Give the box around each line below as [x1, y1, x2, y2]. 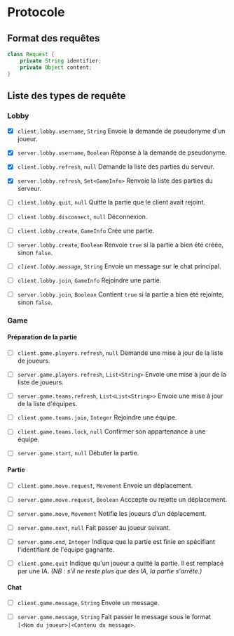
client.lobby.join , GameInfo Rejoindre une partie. [17, 275, 162, 285]
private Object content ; [20, 64, 92, 71]
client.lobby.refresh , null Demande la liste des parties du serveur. [17, 162, 215, 171]
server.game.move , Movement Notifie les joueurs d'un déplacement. [17, 509, 207, 517]
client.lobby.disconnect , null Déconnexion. [17, 212, 148, 221]
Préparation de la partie [7, 333, 78, 342]
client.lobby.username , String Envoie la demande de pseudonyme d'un [17, 127, 226, 136]
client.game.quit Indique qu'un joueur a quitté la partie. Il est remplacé [17, 559, 224, 567]
